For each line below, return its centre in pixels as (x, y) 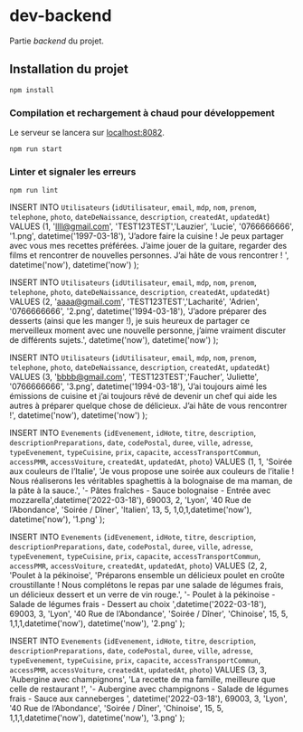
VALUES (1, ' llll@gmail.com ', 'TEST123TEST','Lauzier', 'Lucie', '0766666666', (151, 226)
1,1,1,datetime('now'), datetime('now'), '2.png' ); (97, 623)
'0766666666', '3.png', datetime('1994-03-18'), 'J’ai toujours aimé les (138, 386)
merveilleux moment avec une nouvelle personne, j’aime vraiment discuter (148, 330)
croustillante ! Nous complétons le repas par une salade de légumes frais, (147, 585)
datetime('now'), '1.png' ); (57, 519)
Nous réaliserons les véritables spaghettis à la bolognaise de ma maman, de (151, 481)
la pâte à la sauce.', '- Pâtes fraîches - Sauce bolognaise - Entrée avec (140, 490)
